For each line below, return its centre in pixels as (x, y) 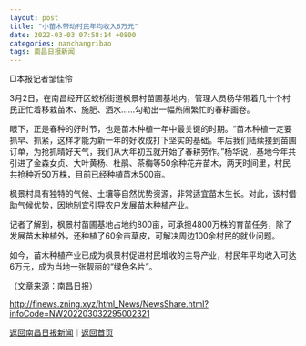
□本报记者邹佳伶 (41, 79)
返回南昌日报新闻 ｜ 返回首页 (61, 332)
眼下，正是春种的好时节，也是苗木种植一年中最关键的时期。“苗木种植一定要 (151, 129)
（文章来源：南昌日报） (53, 286)
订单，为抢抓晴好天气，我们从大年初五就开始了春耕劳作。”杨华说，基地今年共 (153, 152)
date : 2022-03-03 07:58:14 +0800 (73, 35)
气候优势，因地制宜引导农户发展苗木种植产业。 (105, 205)
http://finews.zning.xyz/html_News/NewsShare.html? (109, 304)
